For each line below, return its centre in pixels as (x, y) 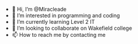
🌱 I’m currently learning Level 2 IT (53, 22)
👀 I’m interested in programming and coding (66, 15)
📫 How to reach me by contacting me (59, 35)
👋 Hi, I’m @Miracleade (39, 9)
